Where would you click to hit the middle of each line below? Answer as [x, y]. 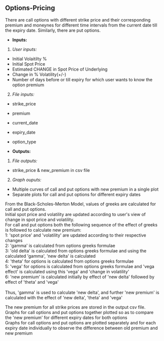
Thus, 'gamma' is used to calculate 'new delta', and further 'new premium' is [82, 292]
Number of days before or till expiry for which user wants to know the [82, 79]
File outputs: [25, 161]
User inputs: [24, 49]
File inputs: [23, 94]
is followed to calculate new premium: [43, 230]
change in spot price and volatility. [40, 219]
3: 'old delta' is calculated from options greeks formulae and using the [76, 251]
